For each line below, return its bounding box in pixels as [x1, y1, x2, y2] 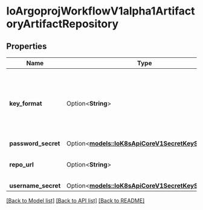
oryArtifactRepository [6, 17, 119, 31]
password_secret [9, 139, 60, 147]
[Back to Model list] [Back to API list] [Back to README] [6, 197, 145, 204]
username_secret [9, 182, 61, 189]
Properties [6, 41, 47, 51]
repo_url [9, 161, 34, 168]
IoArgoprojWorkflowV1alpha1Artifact [6, 4, 195, 18]
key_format [9, 100, 42, 107]
